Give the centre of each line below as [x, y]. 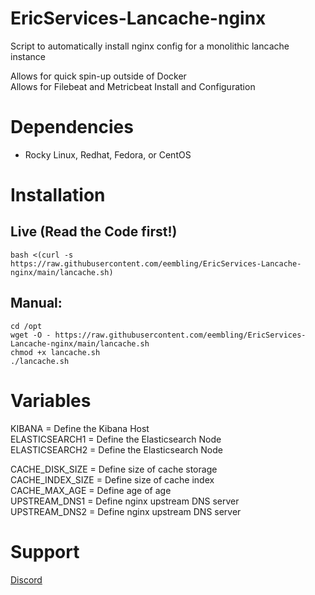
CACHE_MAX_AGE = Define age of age [91, 490]
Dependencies [72, 127]
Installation [58, 195]
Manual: [36, 303]
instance [28, 56]
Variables [51, 400]
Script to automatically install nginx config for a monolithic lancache [150, 46]
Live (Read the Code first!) [94, 232]
